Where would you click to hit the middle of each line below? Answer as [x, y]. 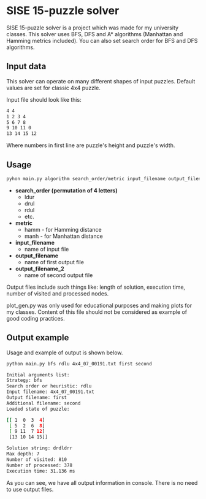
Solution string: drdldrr [39, 448]
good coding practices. [36, 318]
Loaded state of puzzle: [38, 409]
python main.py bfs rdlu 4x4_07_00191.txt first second [79, 364]
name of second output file [59, 275]
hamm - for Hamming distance [63, 229]
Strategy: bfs [25, 381]
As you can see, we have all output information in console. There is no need [102, 482]
